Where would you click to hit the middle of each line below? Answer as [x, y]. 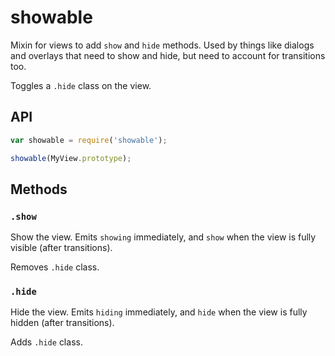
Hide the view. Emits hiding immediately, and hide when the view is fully [159, 312]
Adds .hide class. [46, 342]
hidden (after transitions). [62, 323]
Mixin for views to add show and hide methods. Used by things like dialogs [162, 45]
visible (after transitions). [61, 248]
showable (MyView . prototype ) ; [71, 158]
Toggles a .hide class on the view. [81, 85]
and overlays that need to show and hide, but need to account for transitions [168, 55]
